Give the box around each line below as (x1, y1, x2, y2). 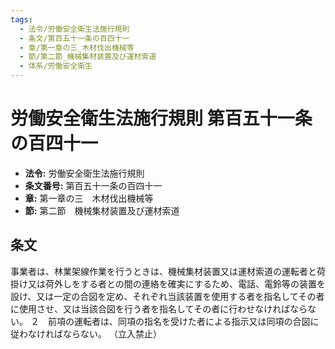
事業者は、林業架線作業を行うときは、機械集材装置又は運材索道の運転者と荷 (10, 265, 326, 277)
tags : (10, 14, 33, 25)
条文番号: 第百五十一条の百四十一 (24, 179, 163, 191)
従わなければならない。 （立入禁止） (10, 327, 162, 340)
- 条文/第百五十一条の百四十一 (19, 33, 130, 43)
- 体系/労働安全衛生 (19, 61, 93, 71)
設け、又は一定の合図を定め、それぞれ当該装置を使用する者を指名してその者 (10, 290, 325, 302)
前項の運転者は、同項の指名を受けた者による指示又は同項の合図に (47, 315, 320, 327)
